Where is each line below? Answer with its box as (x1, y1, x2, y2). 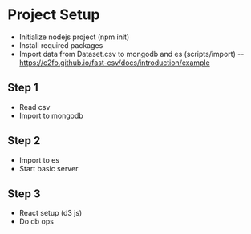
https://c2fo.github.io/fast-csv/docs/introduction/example (18, 58, 210, 67)
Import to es (18, 155, 60, 165)
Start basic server (18, 163, 79, 173)
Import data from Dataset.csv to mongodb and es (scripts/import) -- (18, 49, 245, 58)
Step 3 (7, 187, 41, 200)
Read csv (18, 102, 51, 111)
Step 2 (7, 134, 41, 147)
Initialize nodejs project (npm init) (18, 32, 130, 42)
